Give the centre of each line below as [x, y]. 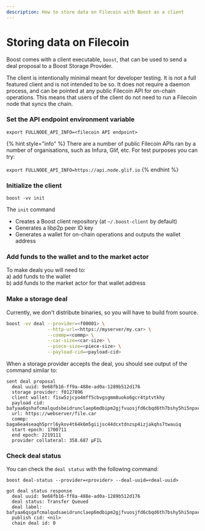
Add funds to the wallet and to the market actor [78, 257]
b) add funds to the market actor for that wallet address [76, 283]
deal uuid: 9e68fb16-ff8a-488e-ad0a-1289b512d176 [76, 497]
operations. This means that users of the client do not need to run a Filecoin [102, 97]
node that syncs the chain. [40, 104]
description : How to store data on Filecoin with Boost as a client [95, 12]
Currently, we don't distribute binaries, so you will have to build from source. [102, 312]
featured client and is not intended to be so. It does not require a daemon [98, 84]
